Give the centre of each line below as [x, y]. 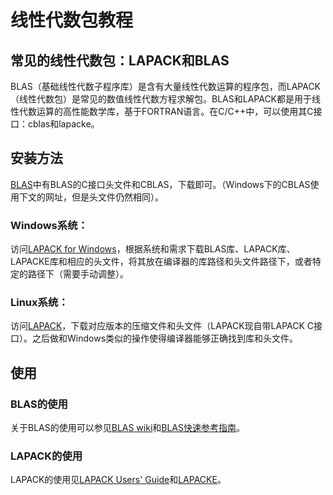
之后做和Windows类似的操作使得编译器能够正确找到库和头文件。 [165, 338]
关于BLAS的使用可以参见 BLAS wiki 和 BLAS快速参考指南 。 [128, 428]
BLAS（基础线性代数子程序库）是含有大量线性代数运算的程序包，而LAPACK [166, 86]
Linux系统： [39, 303]
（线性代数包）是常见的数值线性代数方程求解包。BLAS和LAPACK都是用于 [161, 99]
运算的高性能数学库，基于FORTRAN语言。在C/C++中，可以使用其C [175, 111]
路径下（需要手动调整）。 [78, 274]
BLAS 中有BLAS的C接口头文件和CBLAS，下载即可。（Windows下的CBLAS [160, 184]
